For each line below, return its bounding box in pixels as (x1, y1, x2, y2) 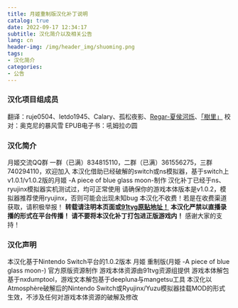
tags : (7, 51, 23, 58)
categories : (7, 63, 43, 70)
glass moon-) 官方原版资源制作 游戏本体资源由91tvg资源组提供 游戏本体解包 (7, 266, 229, 275)
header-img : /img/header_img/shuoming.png (7, 43, 135, 51)
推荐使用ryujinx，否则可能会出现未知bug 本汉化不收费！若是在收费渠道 (19, 193, 227, 203)
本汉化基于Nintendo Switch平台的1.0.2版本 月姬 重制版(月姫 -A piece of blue (7, 257, 230, 266)
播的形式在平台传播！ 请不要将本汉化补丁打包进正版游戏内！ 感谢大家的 (7, 211, 217, 221)
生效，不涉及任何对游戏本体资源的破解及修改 (7, 293, 139, 302)
